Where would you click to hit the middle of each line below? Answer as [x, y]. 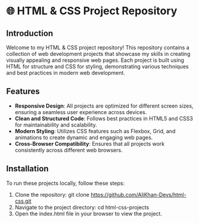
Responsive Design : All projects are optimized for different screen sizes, [104, 106]
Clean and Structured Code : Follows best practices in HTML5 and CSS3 [104, 118]
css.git [23, 201]
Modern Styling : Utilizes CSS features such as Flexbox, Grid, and [95, 131]
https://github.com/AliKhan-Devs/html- [138, 194]
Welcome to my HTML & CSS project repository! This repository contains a [98, 48]
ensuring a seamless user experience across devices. [81, 112]
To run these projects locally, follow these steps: [66, 183]
